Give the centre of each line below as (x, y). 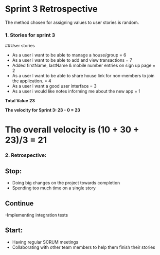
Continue (19, 203)
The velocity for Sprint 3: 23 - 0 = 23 (43, 110)
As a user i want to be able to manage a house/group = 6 (69, 55)
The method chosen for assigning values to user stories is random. (72, 22)
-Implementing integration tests (36, 215)
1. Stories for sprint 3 (30, 35)
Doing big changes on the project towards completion (66, 183)
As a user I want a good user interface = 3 (54, 86)
